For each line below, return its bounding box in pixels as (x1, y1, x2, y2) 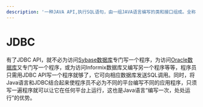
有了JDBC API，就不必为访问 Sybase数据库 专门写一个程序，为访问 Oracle (6, 56, 188, 63)
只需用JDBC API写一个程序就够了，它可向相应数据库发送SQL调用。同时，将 (6, 71, 195, 78)
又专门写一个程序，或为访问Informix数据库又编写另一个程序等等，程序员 (17, 63, 197, 71)
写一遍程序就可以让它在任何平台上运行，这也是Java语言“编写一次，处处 (6, 86, 185, 94)
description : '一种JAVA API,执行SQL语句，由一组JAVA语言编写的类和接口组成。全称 (6, 9, 196, 15)
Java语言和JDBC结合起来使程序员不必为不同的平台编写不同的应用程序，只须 (6, 78, 197, 86)
